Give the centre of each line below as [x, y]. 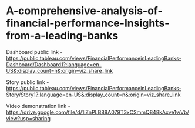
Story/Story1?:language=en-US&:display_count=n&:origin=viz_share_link [93, 95]
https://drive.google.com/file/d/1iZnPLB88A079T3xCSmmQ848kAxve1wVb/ [97, 112]
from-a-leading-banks [62, 36]
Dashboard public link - [34, 52]
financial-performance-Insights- [88, 23]
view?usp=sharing [28, 118]
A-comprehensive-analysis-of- [84, 11]
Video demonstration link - [38, 106]
